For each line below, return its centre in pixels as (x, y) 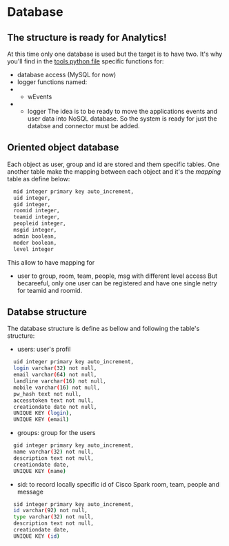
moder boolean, (35, 243)
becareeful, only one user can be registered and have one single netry (117, 283)
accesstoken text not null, (54, 401)
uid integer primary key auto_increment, (74, 362)
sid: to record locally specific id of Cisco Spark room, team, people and (118, 484)
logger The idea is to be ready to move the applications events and (122, 111)
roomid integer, (37, 211)
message (30, 492)
